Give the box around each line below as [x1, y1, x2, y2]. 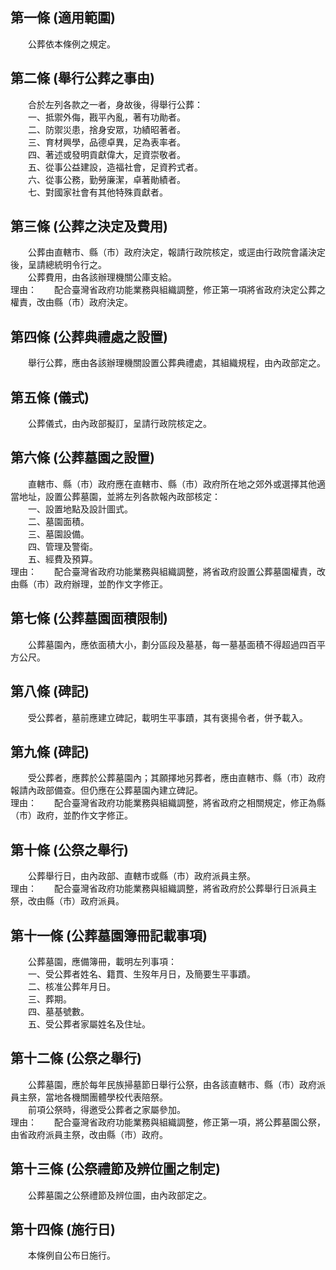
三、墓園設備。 [27, 528, 90, 540]
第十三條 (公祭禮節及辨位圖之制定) [10, 1161, 221, 1178]
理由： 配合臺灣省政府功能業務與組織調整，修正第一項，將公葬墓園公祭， [10, 1116, 326, 1128]
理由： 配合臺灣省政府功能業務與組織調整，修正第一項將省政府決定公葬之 [10, 284, 326, 296]
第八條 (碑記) [10, 683, 90, 700]
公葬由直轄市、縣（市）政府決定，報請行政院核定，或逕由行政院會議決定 [27, 246, 326, 258]
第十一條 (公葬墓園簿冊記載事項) [10, 927, 208, 944]
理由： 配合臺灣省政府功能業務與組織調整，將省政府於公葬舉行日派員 [10, 883, 308, 895]
